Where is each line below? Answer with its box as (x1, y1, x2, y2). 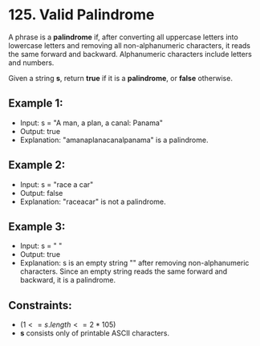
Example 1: (8, 96, 63, 110)
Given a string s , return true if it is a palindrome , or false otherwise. (8, 73, 233, 83)
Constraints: (8, 299, 72, 312)
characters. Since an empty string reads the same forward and (19, 267, 228, 276)
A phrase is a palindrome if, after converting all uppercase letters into (8, 32, 238, 42)
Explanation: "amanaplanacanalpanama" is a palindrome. (19, 135, 209, 145)
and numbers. (8, 58, 55, 67)
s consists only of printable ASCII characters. (19, 328, 170, 338)
